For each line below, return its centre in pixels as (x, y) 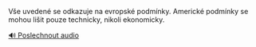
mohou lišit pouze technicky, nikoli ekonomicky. (87, 20)
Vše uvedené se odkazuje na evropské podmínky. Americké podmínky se (128, 11)
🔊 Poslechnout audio (44, 35)
